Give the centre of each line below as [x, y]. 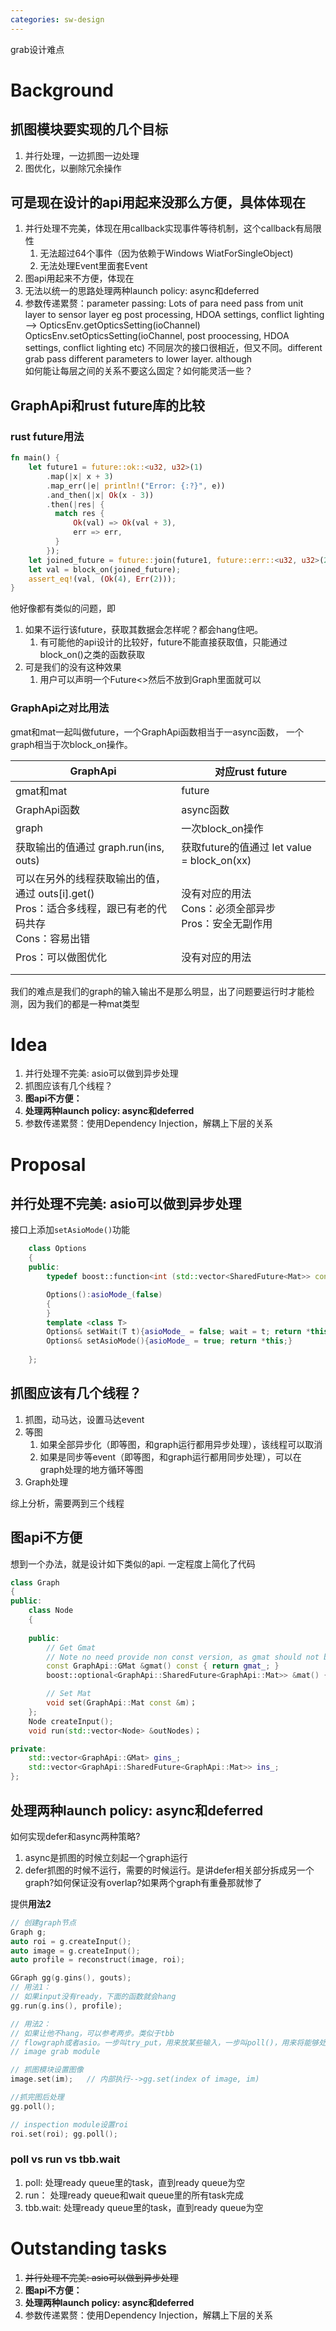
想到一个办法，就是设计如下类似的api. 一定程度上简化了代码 [133, 1563]
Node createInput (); [71, 1721]
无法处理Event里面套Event [93, 266]
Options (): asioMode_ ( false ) [104, 1294]
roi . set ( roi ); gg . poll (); [64, 2134]
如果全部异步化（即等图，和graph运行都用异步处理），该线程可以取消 [181, 1444]
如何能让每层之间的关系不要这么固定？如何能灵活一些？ [138, 371]
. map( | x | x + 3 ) [80, 476]
